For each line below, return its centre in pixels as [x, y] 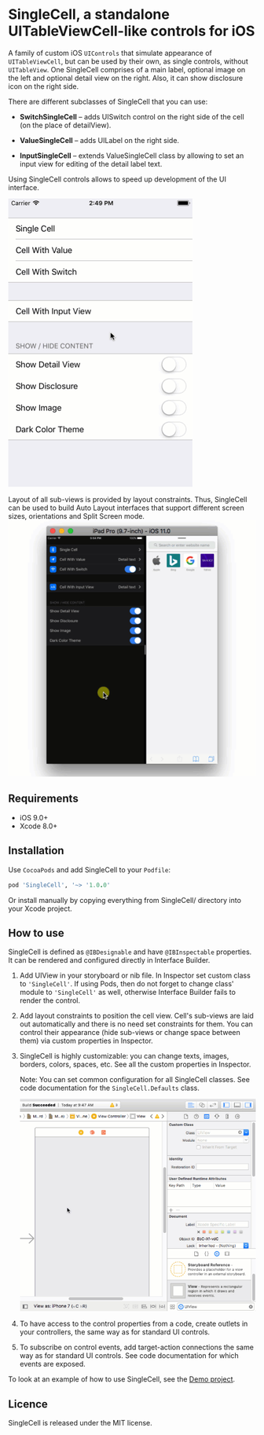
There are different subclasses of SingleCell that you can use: [108, 101]
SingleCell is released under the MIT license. [81, 1423]
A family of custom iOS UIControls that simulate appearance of [110, 53]
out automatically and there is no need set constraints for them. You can [136, 1024]
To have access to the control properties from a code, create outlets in [134, 1324]
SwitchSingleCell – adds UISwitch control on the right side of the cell [132, 116]
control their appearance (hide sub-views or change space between [130, 1033]
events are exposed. [53, 1364]
